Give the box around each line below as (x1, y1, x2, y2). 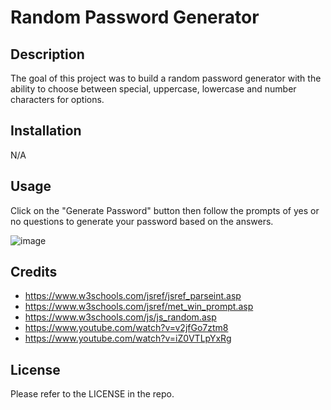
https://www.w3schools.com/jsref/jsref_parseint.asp (24, 290, 242, 302)
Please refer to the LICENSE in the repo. (10, 388, 175, 400)
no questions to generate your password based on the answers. (10, 215, 274, 227)
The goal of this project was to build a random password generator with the (10, 72, 322, 84)
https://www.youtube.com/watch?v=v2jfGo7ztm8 (24, 322, 229, 334)
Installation (10, 122, 82, 140)
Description (10, 46, 85, 63)
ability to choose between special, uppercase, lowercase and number (10, 83, 297, 95)
